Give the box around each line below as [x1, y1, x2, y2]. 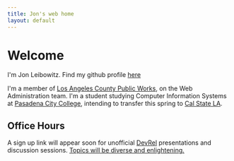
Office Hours [7, 119, 65, 131]
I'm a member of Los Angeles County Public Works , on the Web [7, 84, 193, 93]
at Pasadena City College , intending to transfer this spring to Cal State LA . [7, 100, 223, 108]
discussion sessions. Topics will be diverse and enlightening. [7, 146, 185, 155]
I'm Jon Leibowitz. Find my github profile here [7, 71, 141, 79]
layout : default [7, 17, 55, 24]
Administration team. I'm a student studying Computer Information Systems [7, 92, 228, 100]
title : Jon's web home [7, 10, 74, 18]
